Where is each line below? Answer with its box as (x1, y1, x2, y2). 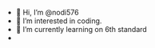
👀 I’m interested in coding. (15, 16, 102, 26)
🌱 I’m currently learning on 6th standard (15, 25, 148, 34)
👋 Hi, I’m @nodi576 (15, 8, 79, 17)
